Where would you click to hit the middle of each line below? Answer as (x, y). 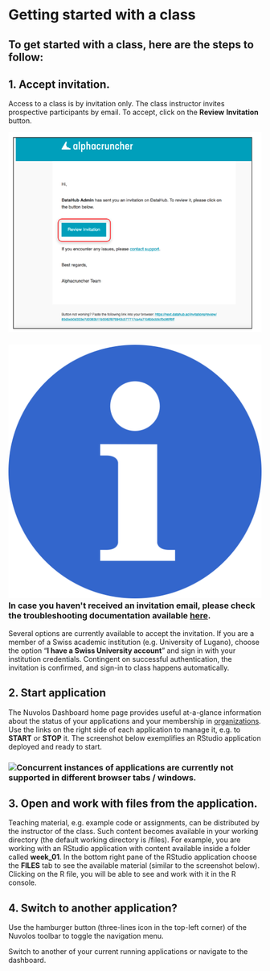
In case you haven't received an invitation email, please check (132, 605)
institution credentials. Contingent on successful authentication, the (120, 659)
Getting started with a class (102, 15)
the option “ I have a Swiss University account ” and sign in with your (122, 651)
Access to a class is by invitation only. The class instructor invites (117, 104)
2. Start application (57, 693)
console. (23, 882)
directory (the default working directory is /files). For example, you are (125, 840)
